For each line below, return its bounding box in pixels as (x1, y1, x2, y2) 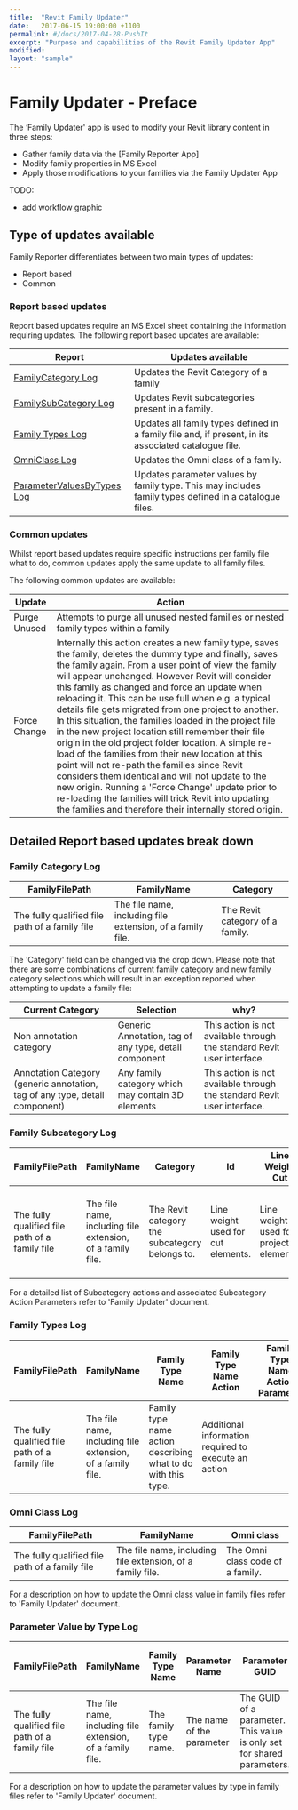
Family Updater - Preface (9, 92, 198, 113)
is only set (239, 1736, 282, 1749)
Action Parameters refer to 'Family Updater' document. (9, 1297, 210, 1308)
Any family (117, 1067, 162, 1079)
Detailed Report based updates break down (9, 833, 255, 849)
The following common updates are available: (9, 575, 176, 586)
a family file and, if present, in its (134, 428, 269, 441)
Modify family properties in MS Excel (21, 157, 157, 169)
